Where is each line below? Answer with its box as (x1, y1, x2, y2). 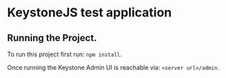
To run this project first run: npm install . (7, 50, 123, 58)
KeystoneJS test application (7, 5, 172, 21)
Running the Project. (7, 32, 98, 44)
